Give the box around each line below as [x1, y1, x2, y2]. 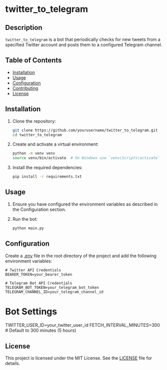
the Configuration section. [12, 206, 66, 212]
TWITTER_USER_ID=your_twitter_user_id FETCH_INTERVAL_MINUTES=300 [5, 322, 161, 328]
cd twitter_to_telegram [12, 132, 62, 137]
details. [5, 361, 20, 367]
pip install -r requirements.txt [12, 174, 82, 180]
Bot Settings [5, 306, 57, 317]
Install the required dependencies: [12, 165, 83, 171]
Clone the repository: [12, 118, 56, 124]
